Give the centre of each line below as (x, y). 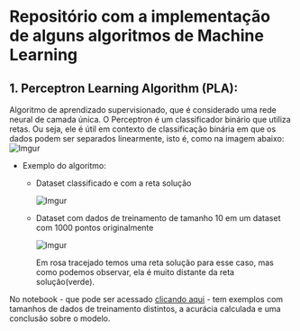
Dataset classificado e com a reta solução (114, 183)
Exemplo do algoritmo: (64, 165)
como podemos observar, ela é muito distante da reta (135, 272)
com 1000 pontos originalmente (95, 228)
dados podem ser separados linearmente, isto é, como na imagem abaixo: (147, 138)
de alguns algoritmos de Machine (136, 36)
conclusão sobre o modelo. (60, 318)
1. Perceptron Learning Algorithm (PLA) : (124, 88)
